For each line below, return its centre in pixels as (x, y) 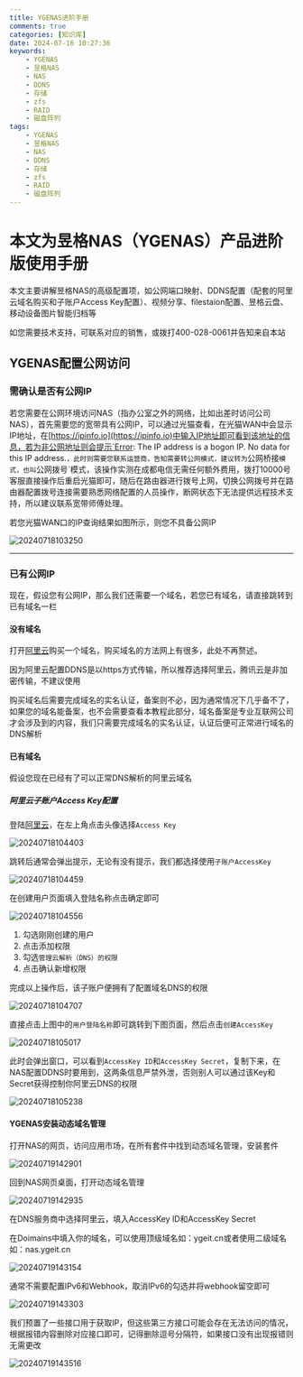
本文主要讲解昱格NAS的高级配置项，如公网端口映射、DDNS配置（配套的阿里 (151, 291)
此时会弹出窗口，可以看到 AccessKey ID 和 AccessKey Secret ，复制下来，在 (145, 1061)
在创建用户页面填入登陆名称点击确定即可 (84, 898)
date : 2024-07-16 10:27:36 (60, 43)
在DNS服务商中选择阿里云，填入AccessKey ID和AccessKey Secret (133, 1218)
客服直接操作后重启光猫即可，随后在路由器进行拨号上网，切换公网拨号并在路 (151, 480)
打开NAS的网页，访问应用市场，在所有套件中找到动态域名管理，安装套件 (144, 1145)
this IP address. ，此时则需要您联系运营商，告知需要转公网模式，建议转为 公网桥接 (144, 457)
